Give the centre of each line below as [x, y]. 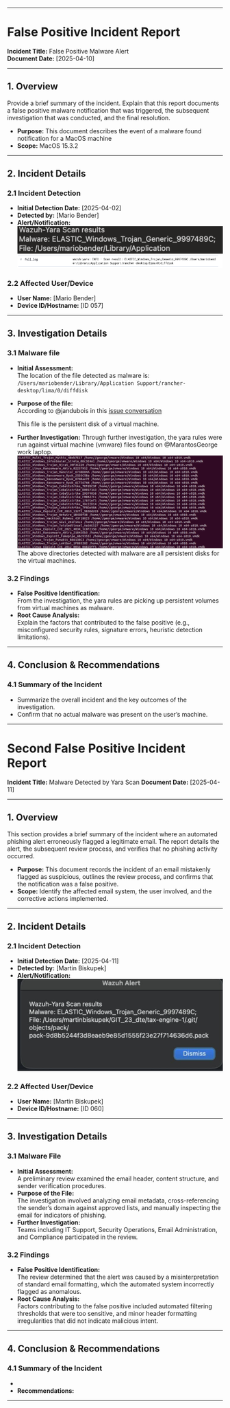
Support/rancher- [161, 383]
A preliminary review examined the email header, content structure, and [118, 1178]
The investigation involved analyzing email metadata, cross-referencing [118, 1200]
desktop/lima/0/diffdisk [52, 390]
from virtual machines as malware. [66, 608]
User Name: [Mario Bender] [56, 298]
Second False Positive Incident [97, 748]
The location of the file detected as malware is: [83, 375]
